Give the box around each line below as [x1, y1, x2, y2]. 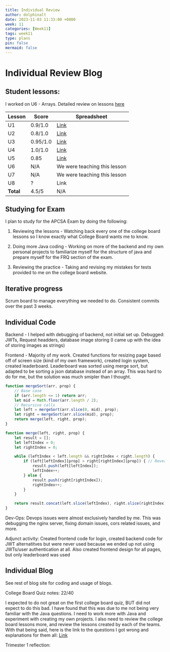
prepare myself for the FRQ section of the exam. [12, 254, 113, 260]
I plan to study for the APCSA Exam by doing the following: [5, 218, 128, 224]
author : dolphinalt [5, 12, 47, 17]
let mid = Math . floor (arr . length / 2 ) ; [14, 398, 99, 403]
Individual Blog [5, 567, 54, 575]
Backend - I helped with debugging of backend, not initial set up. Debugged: [5, 332, 164, 338]
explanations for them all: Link [5, 632, 68, 638]
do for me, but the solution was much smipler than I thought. [5, 374, 132, 380]
